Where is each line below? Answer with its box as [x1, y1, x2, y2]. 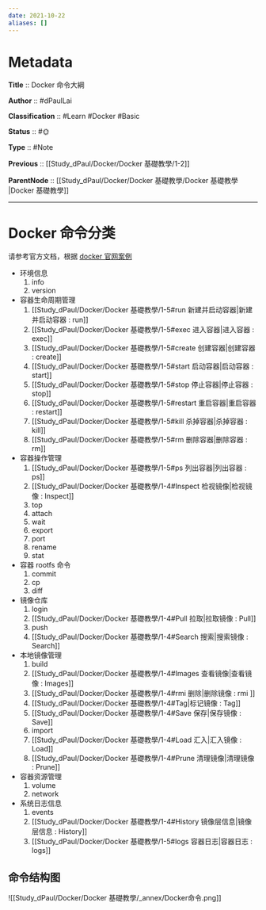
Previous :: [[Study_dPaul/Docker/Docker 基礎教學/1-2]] [8, 159, 190, 169]
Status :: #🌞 [8, 127, 50, 136]
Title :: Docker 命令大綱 [8, 80, 85, 90]
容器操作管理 [19, 453, 62, 463]
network [31, 790, 59, 799]
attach [31, 509, 53, 518]
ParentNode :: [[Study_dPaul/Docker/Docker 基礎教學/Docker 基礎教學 [8, 176, 239, 185]
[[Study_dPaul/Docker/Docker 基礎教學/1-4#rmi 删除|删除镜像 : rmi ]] [31, 689, 256, 698]
